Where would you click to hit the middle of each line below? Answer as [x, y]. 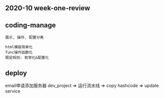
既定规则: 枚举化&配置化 [27, 58]
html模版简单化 [19, 47]
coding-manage [31, 25]
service [13, 91]
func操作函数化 [19, 52]
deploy [16, 73]
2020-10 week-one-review [48, 8]
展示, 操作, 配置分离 [24, 38]
